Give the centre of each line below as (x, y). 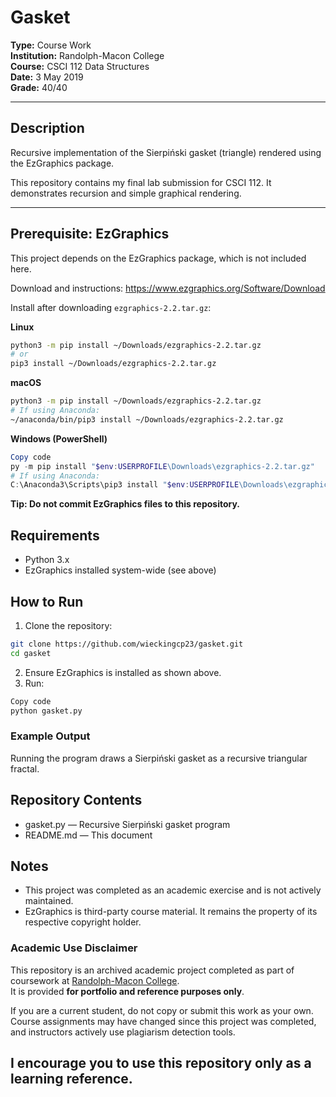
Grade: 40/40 (39, 87)
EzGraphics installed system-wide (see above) (120, 570)
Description (47, 128)
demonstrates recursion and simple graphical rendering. (126, 193)
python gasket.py (46, 711)
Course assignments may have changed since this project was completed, (163, 1021)
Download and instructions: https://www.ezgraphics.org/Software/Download (168, 288)
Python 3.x (47, 560)
